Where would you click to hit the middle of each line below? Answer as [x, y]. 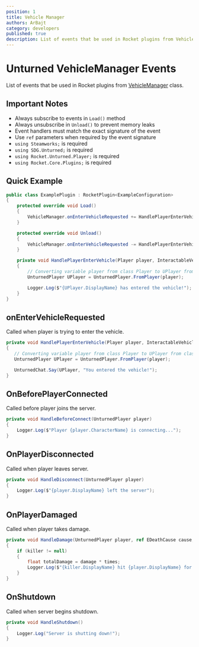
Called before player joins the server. [51, 409]
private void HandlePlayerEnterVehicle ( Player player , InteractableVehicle [102, 343]
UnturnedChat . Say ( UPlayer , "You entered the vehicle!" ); [86, 370]
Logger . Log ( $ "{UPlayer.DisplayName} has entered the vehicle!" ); [110, 288]
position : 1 [21, 12]
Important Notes [37, 104]
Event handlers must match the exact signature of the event [88, 131]
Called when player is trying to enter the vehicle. [65, 332]
